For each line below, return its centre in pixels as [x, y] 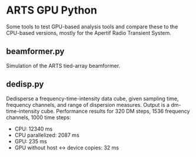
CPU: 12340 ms [34, 129]
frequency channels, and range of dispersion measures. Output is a [88, 104]
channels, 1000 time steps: [39, 117]
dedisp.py [25, 84]
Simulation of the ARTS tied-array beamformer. [63, 66]
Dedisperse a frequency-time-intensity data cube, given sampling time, [92, 99]
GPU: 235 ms [31, 141]
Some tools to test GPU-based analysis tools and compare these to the [92, 27]
